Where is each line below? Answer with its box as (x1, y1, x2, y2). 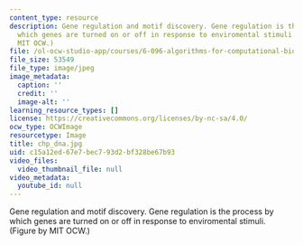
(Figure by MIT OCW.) (9, 225, 90, 236)
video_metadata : (9, 173, 70, 182)
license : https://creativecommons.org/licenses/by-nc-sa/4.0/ (9, 114, 248, 123)
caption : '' (17, 80, 63, 90)
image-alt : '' (17, 97, 70, 107)
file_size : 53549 (9, 55, 75, 64)
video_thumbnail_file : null (17, 165, 124, 174)
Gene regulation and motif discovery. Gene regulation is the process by (9, 206, 274, 217)
